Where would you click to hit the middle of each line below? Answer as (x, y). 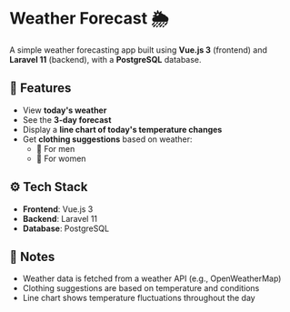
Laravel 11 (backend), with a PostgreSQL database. (105, 59)
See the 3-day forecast (67, 119)
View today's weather (65, 110)
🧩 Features (40, 88)
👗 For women (61, 158)
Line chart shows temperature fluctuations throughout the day (139, 298)
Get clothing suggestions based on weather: (107, 139)
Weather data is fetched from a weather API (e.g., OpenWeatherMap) (152, 278)
